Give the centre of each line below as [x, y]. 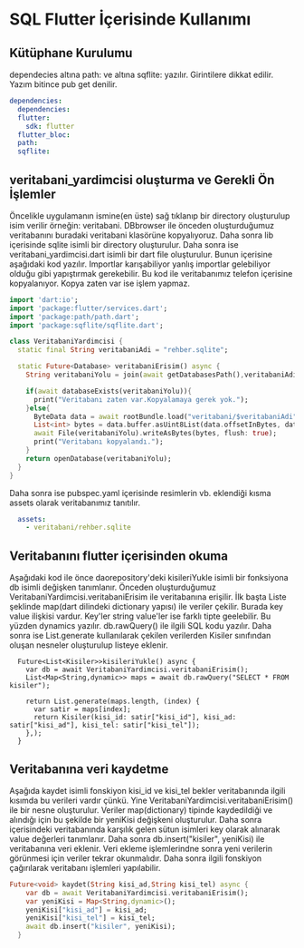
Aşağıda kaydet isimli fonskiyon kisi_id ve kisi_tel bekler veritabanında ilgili [147, 790]
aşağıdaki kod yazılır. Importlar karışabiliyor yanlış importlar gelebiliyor [140, 264]
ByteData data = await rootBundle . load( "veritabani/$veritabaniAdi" [165, 416]
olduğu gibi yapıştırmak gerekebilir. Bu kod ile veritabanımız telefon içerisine [151, 273]
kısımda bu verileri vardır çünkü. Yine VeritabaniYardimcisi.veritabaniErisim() [152, 800]
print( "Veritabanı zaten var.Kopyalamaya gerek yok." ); [141, 399]
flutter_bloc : [44, 135]
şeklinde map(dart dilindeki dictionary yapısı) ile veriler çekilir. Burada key [146, 607]
